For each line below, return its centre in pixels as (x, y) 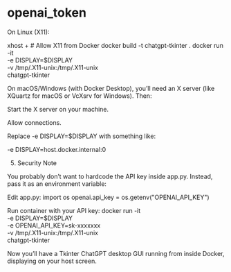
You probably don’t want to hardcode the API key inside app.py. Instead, (110, 176)
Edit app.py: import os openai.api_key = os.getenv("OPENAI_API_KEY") (108, 197)
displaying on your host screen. (52, 261)
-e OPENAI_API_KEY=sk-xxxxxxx (54, 225)
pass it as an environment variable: (57, 184)
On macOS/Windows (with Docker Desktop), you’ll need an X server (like (111, 88)
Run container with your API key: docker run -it (74, 210)
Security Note (37, 163)
